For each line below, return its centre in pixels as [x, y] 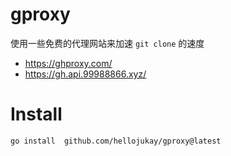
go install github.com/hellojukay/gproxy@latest [116, 141]
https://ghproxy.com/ [68, 63]
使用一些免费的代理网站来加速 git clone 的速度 [107, 43]
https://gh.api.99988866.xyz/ [85, 74]
